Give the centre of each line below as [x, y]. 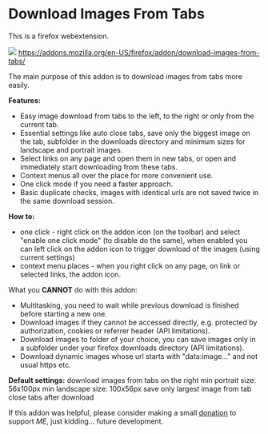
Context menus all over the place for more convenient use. [116, 175]
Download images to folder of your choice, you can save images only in [138, 339]
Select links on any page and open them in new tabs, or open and [128, 158]
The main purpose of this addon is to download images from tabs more [125, 76]
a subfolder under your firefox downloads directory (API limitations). [132, 348]
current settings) [48, 257]
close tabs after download [51, 397]
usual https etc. [45, 364]
